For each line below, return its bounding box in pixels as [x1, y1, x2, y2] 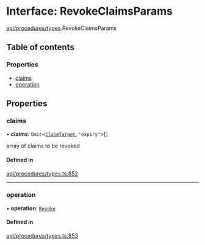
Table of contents [6, 42, 74, 52]
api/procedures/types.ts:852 [6, 169, 78, 177]
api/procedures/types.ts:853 [6, 232, 78, 240]
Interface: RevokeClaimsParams [6, 4, 173, 18]
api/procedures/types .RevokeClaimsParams [6, 24, 117, 32]
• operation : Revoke [6, 204, 56, 211]
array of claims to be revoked [6, 142, 81, 150]
